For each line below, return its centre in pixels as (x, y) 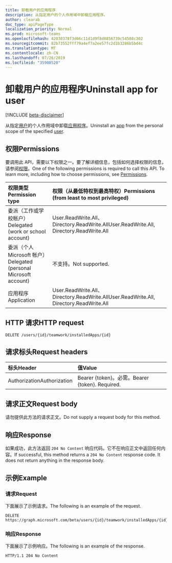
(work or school (27, 231)
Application (21, 300)
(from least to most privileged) (91, 198)
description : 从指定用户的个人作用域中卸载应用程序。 (57, 15)
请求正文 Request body (41, 404)
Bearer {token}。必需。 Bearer (113, 378)
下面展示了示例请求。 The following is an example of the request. (73, 506)
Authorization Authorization (40, 380)
